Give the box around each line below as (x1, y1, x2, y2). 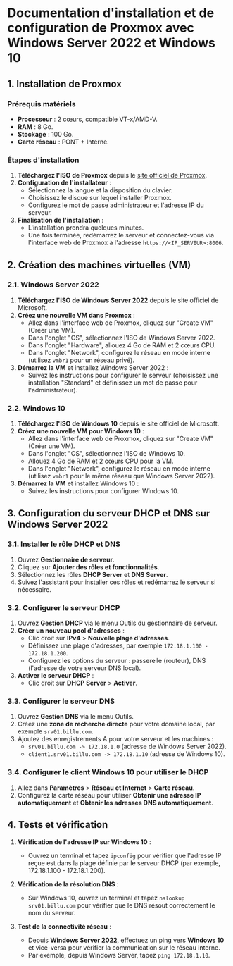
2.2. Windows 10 (7, 403, 65, 413)
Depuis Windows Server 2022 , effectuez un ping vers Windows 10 (27, 936, 225, 944)
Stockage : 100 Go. (17, 130, 74, 138)
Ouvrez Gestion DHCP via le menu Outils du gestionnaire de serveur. (17, 619, 218, 628)
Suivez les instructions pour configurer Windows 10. (27, 487, 180, 495)
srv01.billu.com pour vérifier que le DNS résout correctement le (27, 900, 216, 910)
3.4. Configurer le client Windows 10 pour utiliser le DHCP (7, 767, 209, 777)
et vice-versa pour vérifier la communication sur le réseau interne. (27, 943, 220, 952)
